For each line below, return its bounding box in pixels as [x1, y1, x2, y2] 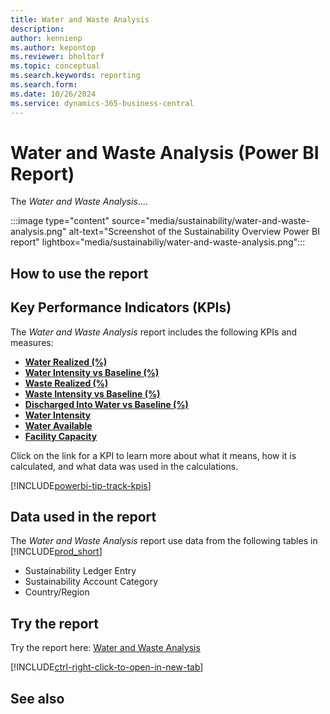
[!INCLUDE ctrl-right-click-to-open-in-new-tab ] [10, 661, 204, 673]
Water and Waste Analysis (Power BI [10, 141, 320, 164]
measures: [10, 336, 54, 348]
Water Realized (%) [24, 356, 108, 368]
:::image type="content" [10, 215, 110, 227]
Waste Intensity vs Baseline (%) [24, 387, 161, 400]
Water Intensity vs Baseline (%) [24, 366, 160, 378]
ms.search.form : [10, 80, 78, 90]
